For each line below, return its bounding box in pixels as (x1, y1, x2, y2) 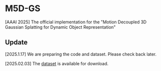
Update (5, 38, 28, 47)
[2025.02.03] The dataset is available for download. (5, 60, 109, 66)
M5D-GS (5, 3, 41, 14)
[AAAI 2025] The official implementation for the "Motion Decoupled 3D (5, 19, 147, 25)
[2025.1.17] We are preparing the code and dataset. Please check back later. (5, 51, 157, 57)
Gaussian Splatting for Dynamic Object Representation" (5, 24, 116, 30)
